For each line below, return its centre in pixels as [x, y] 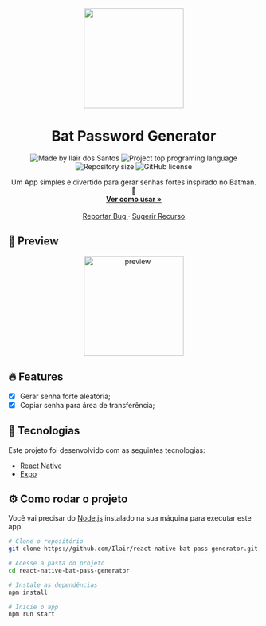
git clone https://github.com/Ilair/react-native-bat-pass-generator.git [133, 549]
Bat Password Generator [134, 136]
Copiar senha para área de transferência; [87, 405]
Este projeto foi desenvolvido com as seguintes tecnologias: [107, 450]
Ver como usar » [134, 199]
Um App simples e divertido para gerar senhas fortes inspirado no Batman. [134, 182]
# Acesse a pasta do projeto [57, 563]
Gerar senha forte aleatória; [65, 396]
